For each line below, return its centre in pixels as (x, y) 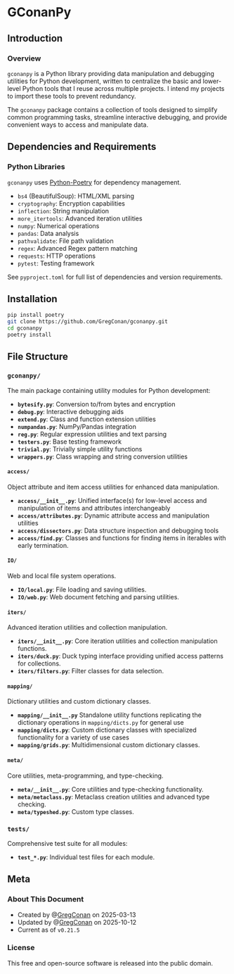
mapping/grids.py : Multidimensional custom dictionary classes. (109, 745)
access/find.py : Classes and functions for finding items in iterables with (122, 538)
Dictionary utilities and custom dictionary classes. (79, 701)
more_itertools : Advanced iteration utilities (80, 218)
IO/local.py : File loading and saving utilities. (82, 589)
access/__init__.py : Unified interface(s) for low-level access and (112, 500)
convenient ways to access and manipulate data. (78, 125)
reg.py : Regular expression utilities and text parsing (92, 434)
